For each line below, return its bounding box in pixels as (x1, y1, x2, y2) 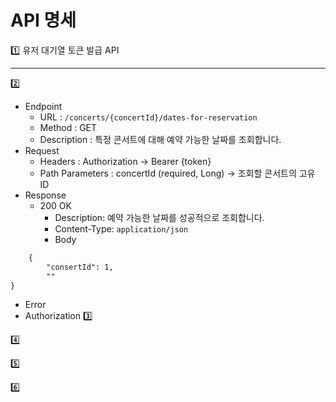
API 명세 (10, 9, 77, 32)
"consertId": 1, (46, 262, 114, 272)
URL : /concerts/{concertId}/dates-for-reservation (39, 111, 258, 123)
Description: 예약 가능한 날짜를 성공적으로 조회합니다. (54, 211, 265, 223)
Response (24, 189, 67, 201)
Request (24, 144, 60, 156)
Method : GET (39, 121, 98, 133)
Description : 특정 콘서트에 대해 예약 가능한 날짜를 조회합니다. (39, 133, 282, 145)
